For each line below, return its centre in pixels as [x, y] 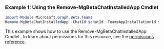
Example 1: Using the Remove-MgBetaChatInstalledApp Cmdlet [82, 7]
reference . [15, 42]
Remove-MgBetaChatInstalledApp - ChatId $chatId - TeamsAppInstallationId [81, 22]
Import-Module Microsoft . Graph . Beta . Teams [49, 18]
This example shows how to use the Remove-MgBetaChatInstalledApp [76, 31]
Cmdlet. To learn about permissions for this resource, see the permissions [80, 37]
